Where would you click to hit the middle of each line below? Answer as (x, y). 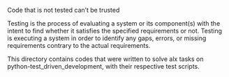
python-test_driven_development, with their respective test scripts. (104, 66)
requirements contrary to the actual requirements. (79, 45)
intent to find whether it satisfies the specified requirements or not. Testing (114, 31)
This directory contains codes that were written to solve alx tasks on (105, 59)
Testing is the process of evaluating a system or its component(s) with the (114, 23)
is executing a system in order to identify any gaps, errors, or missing (107, 38)
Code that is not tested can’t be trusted (64, 10)
